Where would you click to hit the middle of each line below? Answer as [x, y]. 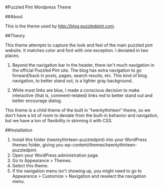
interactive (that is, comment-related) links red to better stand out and [82, 95]
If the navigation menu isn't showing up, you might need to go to [77, 171]
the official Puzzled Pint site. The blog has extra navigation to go [77, 70]
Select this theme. [30, 166]
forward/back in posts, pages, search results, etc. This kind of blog [80, 75]
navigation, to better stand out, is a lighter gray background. [72, 81]
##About [14, 16]
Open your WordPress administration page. [55, 155]
